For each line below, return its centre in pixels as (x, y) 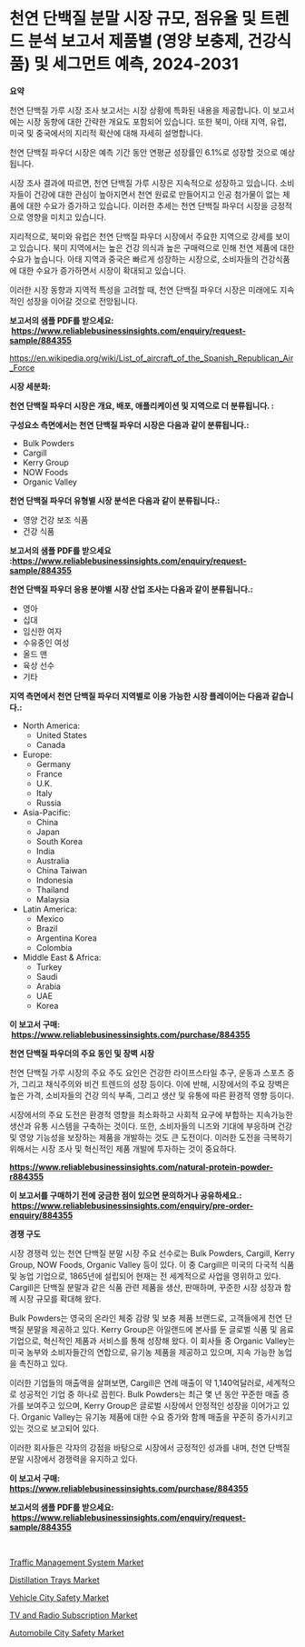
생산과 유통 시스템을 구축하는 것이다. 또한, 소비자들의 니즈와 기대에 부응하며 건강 (151, 1126)
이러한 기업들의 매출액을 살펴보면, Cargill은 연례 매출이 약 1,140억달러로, (137, 1382)
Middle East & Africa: (62, 957)
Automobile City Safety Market (67, 1632)
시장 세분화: (30, 386)
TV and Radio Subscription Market (74, 1615)
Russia (49, 803)
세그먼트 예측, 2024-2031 (145, 64)
